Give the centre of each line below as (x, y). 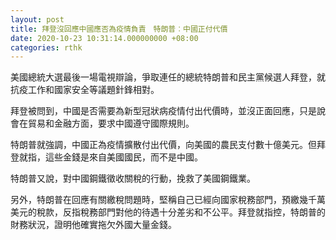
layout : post (37, 19)
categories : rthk (46, 47)
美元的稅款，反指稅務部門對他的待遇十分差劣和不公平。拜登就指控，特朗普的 (168, 212)
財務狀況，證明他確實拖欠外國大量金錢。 (93, 225)
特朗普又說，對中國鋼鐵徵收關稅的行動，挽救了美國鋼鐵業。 (133, 178)
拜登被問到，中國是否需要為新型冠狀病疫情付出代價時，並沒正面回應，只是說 (168, 111)
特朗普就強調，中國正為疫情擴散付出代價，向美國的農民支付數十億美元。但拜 (168, 145)
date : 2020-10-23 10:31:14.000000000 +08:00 (104, 38)
